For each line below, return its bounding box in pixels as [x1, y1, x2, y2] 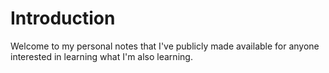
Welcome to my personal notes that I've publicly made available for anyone [10, 40, 320, 52]
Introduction [10, 7, 116, 30]
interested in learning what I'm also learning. [10, 50, 193, 62]
